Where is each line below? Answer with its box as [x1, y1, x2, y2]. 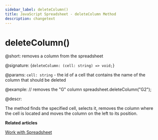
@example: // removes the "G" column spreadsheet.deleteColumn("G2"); [5, 87, 152, 92]
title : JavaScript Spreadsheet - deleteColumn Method [5, 12, 117, 17]
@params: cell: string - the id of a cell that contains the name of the [5, 72, 146, 78]
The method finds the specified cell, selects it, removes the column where [5, 105, 154, 111]
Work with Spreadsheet [5, 129, 53, 135]
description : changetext [5, 16, 55, 21]
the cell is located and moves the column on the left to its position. [5, 110, 138, 117]
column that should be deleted [5, 77, 67, 83]
